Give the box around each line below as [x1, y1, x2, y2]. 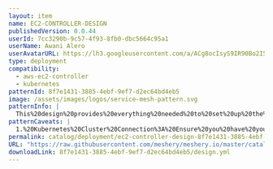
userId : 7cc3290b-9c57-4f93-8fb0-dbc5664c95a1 [8, 34, 169, 43]
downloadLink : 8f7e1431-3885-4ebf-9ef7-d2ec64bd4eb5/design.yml [8, 148, 231, 156]
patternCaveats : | [8, 118, 71, 126]
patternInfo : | [8, 102, 60, 110]
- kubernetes [15, 80, 60, 88]
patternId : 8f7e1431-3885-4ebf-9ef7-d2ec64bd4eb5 [8, 87, 180, 96]
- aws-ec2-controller [15, 72, 89, 80]
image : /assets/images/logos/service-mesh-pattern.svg [8, 95, 198, 103]
